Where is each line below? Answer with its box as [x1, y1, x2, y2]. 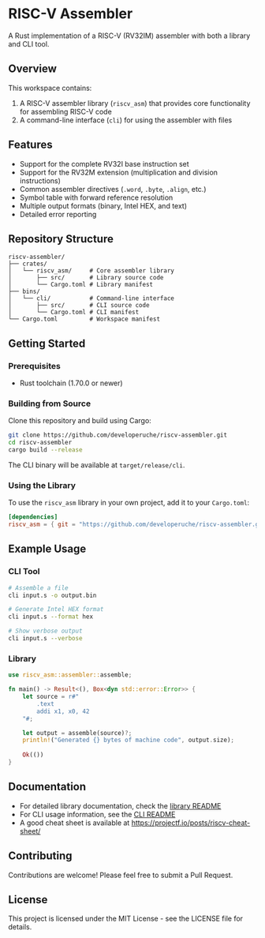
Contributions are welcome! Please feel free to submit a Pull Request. [8, 870, 233, 880]
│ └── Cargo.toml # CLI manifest [8, 309, 140, 317]
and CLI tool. [8, 39, 50, 48]
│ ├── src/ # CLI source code [8, 302, 150, 310]
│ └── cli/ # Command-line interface [8, 295, 175, 302]
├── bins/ [8, 287, 41, 296]
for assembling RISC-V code [19, 107, 112, 116]
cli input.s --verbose [8, 635, 83, 643]
